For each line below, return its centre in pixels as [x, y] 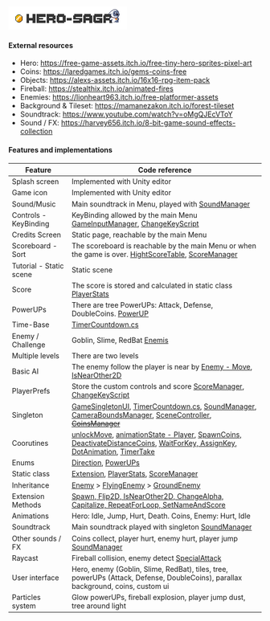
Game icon [30, 193]
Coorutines [30, 443]
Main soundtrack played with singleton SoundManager [162, 527]
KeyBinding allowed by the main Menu [135, 214]
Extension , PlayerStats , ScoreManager [135, 474]
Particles [27, 598]
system [24, 606]
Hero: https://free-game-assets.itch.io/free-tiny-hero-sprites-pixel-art [136, 63]
